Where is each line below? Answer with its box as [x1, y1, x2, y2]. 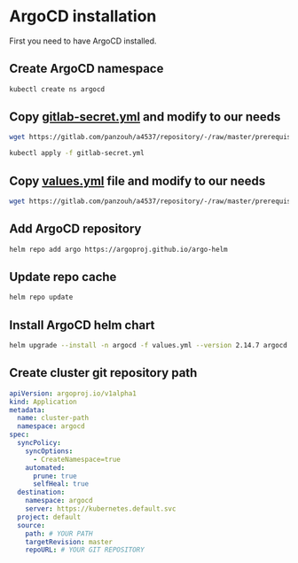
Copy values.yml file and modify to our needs [9, 173, 266, 188]
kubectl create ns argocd [9, 84, 105, 94]
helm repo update [9, 293, 74, 302]
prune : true [32, 472, 77, 481]
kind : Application [9, 397, 77, 406]
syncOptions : [25, 446, 74, 456]
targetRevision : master [25, 537, 114, 546]
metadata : [9, 405, 46, 414]
